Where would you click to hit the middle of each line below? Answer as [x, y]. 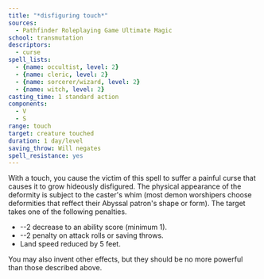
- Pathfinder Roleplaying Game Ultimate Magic [94, 30]
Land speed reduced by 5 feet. [70, 244]
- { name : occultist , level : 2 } [67, 67]
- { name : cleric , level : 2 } [62, 75]
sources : [23, 23]
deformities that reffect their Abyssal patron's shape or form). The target [127, 204]
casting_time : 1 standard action [64, 97]
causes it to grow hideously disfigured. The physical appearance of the [125, 186]
